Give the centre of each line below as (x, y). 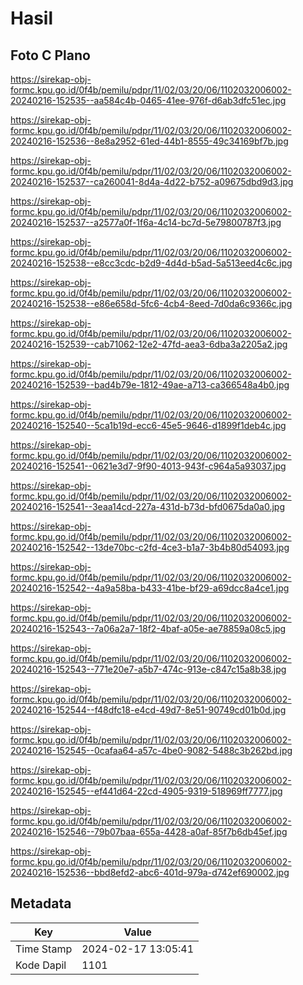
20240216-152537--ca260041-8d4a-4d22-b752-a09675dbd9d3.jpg (152, 181)
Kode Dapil (41, 965)
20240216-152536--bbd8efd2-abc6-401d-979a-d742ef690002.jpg (150, 872)
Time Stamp (44, 949)
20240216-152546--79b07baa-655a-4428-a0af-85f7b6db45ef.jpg (149, 831)
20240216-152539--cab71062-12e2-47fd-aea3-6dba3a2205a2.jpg (149, 344)
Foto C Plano (50, 55)
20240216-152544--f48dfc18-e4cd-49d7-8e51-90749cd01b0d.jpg (148, 710)
